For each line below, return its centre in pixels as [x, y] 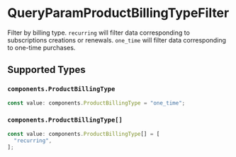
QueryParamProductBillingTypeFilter [118, 13]
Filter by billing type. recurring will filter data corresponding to [99, 33]
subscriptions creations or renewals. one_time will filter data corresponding [117, 40]
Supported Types [47, 70]
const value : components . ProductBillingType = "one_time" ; [96, 103]
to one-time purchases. [41, 47]
